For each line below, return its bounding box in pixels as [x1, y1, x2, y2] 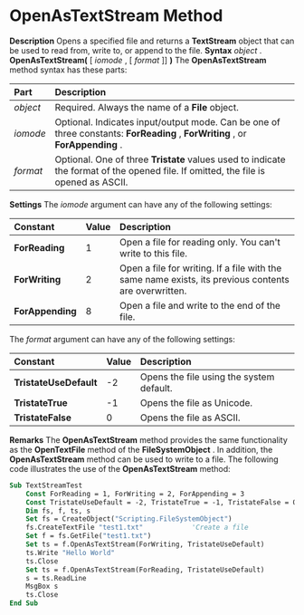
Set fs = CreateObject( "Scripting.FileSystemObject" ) [25, 514, 233, 524]
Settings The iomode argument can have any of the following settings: [9, 198, 273, 209]
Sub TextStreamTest [9, 481, 83, 490]
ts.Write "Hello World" [25, 548, 116, 557]
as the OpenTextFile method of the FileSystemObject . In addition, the [9, 444, 273, 455]
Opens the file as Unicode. [139, 396, 253, 408]
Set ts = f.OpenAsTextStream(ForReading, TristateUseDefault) [25, 565, 265, 574]
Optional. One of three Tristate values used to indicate [54, 153, 287, 166]
